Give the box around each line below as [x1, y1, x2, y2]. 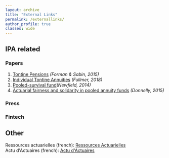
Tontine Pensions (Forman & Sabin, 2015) [12, 71, 100, 77]
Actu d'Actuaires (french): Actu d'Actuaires [5, 147, 95, 153]
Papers [5, 60, 23, 67]
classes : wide [5, 26, 35, 31]
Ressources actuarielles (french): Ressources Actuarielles [5, 142, 126, 148]
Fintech [5, 113, 24, 120]
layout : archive [5, 7, 39, 13]
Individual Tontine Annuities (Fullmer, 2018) [12, 76, 103, 83]
